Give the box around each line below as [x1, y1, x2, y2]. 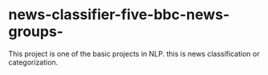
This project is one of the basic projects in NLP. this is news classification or [8, 49, 260, 58]
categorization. [8, 57, 59, 67]
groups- [8, 22, 64, 41]
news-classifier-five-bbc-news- [8, 6, 230, 24]
